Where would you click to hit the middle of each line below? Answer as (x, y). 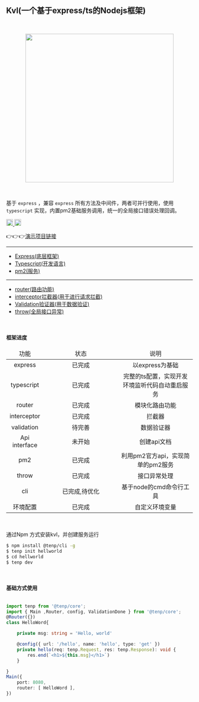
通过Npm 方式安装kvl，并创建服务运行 (53, 534)
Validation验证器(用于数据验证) (52, 304)
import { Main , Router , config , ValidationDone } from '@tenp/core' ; (94, 612)
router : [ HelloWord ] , (46, 688)
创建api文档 (155, 442)
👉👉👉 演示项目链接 (31, 236)
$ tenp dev (20, 562)
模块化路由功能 (155, 405)
